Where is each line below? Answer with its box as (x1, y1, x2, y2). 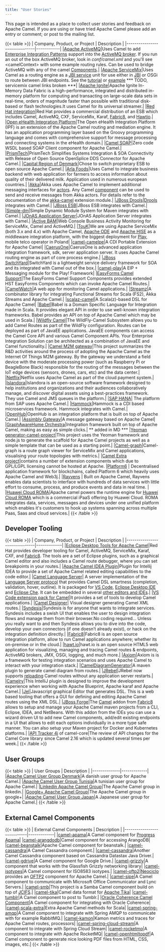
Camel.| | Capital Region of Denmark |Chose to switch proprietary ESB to (5, 161, 150, 166)
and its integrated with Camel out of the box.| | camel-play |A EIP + (5, 265, 138, 271)
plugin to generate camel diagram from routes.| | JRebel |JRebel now (5, 668, 142, 674)
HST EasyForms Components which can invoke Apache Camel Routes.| (5, 280, 150, 286)
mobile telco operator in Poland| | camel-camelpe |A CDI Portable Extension (5, 239, 157, 245)
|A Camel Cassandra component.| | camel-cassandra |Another (26, 847, 150, 853)
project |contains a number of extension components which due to (5, 458, 139, 464)
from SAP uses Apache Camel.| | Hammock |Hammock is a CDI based (5, 401, 144, 407)
